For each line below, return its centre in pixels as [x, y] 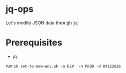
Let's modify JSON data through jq [42, 23]
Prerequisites [34, 43]
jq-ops [20, 9]
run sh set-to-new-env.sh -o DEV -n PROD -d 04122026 [63, 66]
